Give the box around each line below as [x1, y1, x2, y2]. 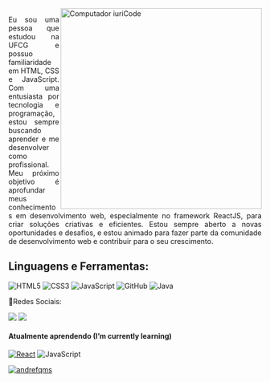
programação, [8, 108, 55, 118]
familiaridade [8, 58, 52, 67]
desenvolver [8, 143, 50, 152]
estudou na [8, 32, 59, 41]
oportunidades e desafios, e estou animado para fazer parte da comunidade [8, 228, 262, 238]
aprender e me [8, 134, 59, 144]
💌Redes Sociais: [8, 296, 62, 306]
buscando [8, 126, 42, 135]
